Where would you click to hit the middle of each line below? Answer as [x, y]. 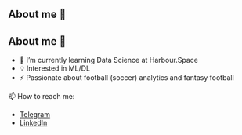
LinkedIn [33, 123]
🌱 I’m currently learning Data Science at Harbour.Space [108, 60]
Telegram [35, 115]
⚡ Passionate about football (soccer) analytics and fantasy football [127, 78]
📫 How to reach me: [42, 97]
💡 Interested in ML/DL [55, 68]
